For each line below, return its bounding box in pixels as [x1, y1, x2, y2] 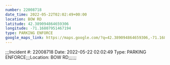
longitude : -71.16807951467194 [5, 26, 71, 31]
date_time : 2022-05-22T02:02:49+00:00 [5, 12, 87, 17]
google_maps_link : [5, 35, 44, 40]
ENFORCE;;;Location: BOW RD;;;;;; [5, 54, 77, 60]
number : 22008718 [5, 7, 42, 12]
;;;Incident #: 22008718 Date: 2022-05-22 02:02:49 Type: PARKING [5, 48, 147, 55]
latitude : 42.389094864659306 [5, 21, 69, 26]
